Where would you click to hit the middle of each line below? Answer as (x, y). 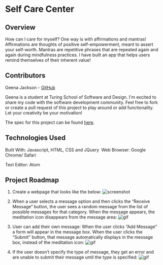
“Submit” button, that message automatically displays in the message (82, 237)
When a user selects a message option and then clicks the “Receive (81, 201)
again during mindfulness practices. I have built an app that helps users (78, 55)
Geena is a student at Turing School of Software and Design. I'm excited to (81, 97)
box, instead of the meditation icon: (48, 242)
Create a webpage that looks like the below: (57, 192)
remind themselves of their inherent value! (48, 60)
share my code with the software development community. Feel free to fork (81, 102)
